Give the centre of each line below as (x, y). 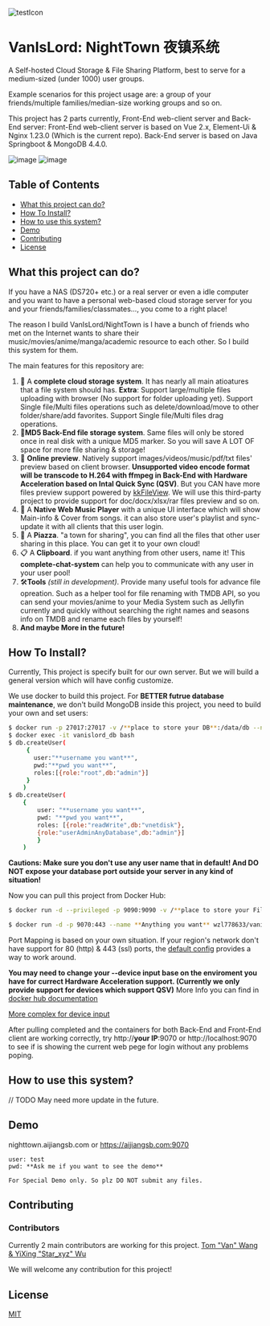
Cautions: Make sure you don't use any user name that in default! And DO (133, 863)
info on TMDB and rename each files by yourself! (101, 618)
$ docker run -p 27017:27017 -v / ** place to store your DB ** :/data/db (129, 728)
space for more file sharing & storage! (83, 450)
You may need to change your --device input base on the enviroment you (133, 973)
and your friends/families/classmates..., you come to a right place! (118, 309)
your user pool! (45, 573)
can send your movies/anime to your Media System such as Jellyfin (132, 601)
